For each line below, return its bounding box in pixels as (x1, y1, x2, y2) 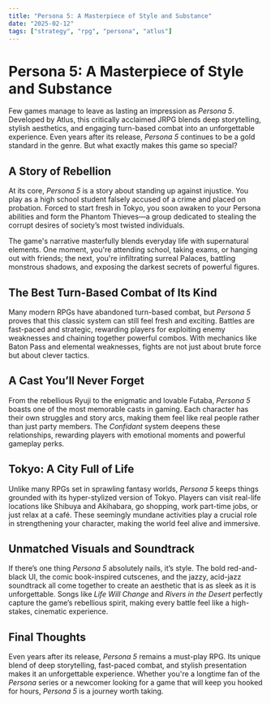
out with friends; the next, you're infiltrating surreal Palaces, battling (8, 254, 236, 263)
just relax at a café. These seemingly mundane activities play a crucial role (8, 510, 257, 519)
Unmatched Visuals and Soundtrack (8, 541, 195, 555)
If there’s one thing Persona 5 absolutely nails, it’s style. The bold (8, 563, 226, 573)
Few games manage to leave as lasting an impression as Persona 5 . (8, 106, 235, 116)
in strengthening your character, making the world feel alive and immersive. (8, 518, 261, 528)
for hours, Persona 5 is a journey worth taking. (8, 686, 164, 696)
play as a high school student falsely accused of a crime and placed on (8, 194, 246, 204)
